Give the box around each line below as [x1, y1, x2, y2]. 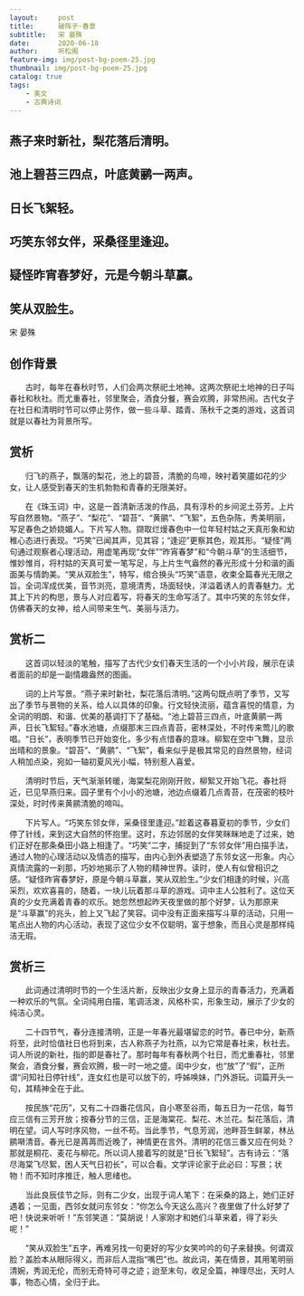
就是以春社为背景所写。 [9, 415, 97, 426]
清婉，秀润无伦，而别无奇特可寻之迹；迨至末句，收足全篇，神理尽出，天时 [9, 1265, 287, 1276]
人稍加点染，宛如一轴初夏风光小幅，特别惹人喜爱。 [9, 756, 200, 767]
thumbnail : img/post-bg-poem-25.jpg [9, 64, 147, 73]
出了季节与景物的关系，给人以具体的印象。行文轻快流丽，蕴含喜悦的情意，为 [9, 699, 295, 710]
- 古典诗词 [25, 97, 62, 107]
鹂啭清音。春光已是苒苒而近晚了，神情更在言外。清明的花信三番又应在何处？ [9, 1137, 295, 1148]
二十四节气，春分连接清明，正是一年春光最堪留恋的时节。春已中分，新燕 [24, 1026, 295, 1037]
